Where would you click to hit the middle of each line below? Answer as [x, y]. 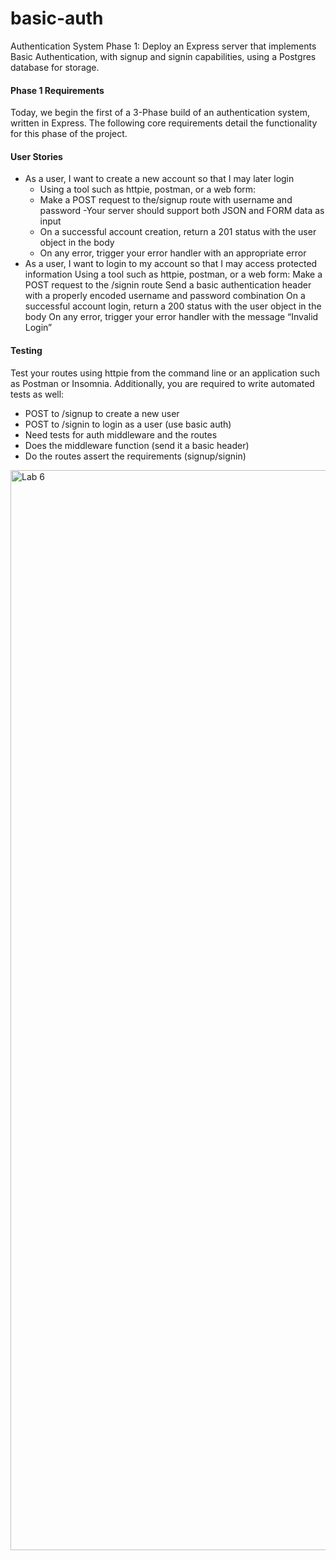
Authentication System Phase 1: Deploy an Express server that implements [163, 46]
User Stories [36, 156]
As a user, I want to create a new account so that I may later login [159, 179]
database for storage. [55, 67]
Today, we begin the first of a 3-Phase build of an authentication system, [160, 113]
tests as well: [37, 394]
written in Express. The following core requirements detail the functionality [164, 123]
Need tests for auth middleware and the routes [121, 434]
